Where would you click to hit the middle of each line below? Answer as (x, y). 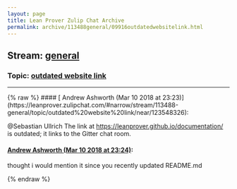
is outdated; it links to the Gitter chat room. (69, 134)
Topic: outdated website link (57, 75)
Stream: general (43, 55)
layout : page (26, 14)
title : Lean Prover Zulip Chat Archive (66, 20)
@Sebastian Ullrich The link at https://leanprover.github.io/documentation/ (115, 126)
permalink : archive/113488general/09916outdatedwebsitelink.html (105, 27)
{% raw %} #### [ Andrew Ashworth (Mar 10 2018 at (84, 98)
